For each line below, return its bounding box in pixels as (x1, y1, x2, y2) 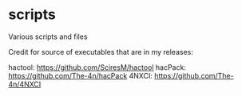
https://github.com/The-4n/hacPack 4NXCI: (8, 71, 153, 80)
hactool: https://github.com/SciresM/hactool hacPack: (8, 62, 186, 72)
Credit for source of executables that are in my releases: (8, 47, 193, 56)
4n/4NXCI (8, 79, 42, 89)
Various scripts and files (8, 32, 88, 41)
